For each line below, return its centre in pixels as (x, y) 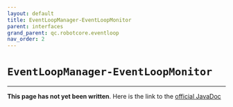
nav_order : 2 (26, 39)
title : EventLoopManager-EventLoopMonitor (69, 20)
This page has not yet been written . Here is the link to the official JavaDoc (114, 97)
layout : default (31, 13)
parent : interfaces (35, 26)
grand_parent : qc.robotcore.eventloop (63, 33)
